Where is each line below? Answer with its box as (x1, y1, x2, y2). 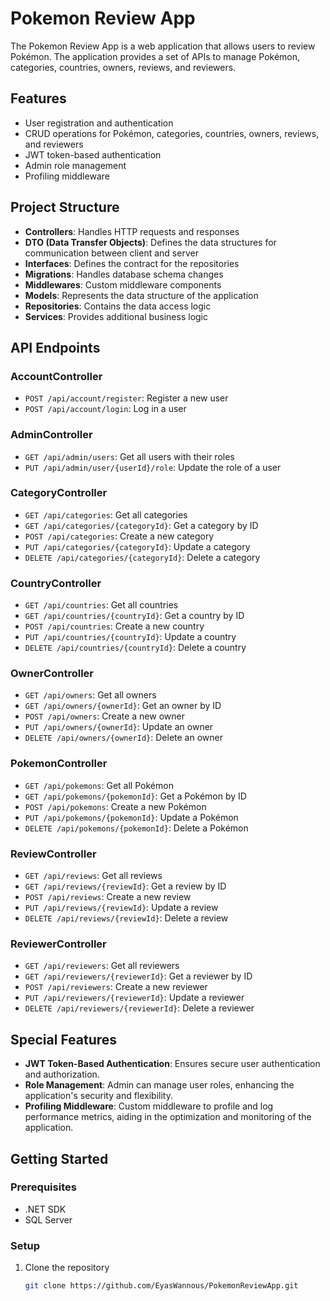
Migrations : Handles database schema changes (24, 268, 224, 280)
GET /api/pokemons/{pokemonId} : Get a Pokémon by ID (24, 790, 247, 802)
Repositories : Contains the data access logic (24, 300, 212, 312)
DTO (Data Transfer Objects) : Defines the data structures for (24, 236, 277, 248)
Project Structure (10, 199, 120, 216)
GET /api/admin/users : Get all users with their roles (24, 450, 235, 462)
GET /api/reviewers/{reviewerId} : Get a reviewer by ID (24, 970, 253, 982)
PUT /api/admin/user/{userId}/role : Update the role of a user (24, 461, 282, 473)
